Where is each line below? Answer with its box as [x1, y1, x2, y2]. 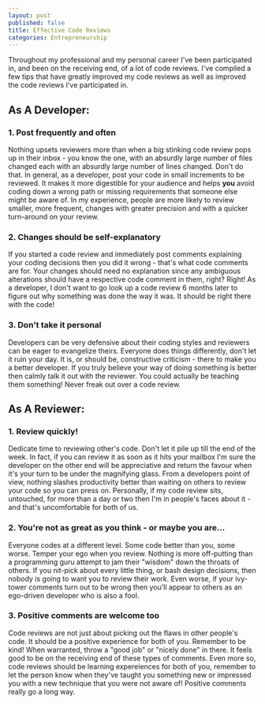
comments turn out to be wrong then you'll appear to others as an [28, 582, 243, 592]
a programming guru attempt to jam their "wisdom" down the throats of [8, 557, 240, 567]
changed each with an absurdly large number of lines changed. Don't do [8, 161, 244, 170]
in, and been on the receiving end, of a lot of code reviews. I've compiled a [8, 64, 252, 73]
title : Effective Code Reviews [8, 26, 111, 34]
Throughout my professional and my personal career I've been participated [8, 55, 252, 65]
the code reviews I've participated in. [8, 81, 129, 90]
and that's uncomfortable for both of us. [8, 503, 139, 512]
